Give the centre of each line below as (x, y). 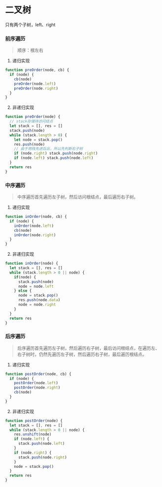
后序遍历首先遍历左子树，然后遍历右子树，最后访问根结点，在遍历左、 (88, 348)
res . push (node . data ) (39, 300)
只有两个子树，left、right (30, 25)
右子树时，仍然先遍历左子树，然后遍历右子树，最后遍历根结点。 (82, 354)
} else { (23, 291)
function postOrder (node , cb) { (38, 374)
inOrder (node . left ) (34, 226)
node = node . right (37, 305)
